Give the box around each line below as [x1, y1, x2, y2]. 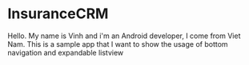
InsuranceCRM [7, 5, 109, 23]
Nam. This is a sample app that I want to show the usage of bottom [7, 39, 229, 48]
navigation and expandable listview [7, 48, 124, 57]
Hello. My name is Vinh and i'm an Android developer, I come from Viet [7, 31, 241, 40]
